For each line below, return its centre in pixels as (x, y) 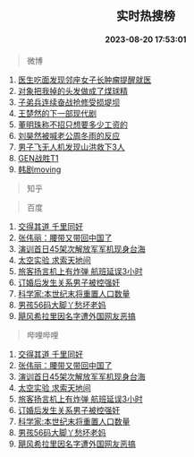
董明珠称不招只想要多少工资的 (72, 125)
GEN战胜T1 (38, 158)
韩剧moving (39, 169)
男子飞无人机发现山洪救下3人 (71, 147)
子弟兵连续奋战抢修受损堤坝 (69, 102)
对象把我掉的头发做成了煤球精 (72, 91)
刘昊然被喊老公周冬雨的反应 (69, 135)
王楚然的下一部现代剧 (57, 113)
